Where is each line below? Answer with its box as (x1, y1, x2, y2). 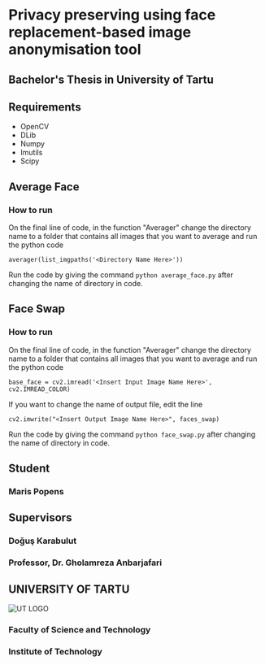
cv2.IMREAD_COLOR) (8, 385, 71, 393)
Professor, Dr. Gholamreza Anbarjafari (8, 557, 163, 568)
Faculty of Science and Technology (8, 624, 151, 636)
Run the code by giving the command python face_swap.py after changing (8, 429, 256, 439)
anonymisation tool (8, 41, 141, 59)
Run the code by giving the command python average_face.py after (8, 270, 234, 280)
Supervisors (8, 511, 72, 525)
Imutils (20, 148, 43, 158)
